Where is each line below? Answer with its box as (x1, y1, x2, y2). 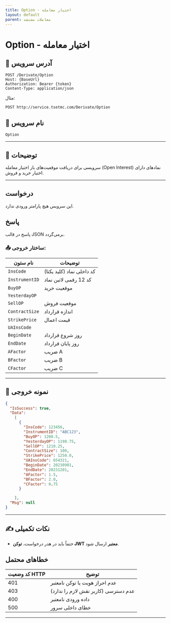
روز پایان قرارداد (44, 340, 79, 347)
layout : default (5, 12, 40, 17)
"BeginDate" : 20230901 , (23, 462, 74, 468)
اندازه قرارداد (44, 308, 73, 315)
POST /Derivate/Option (5, 72, 53, 78)
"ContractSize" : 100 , (23, 448, 70, 454)
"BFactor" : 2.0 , (23, 477, 58, 482)
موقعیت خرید (44, 284, 73, 291)
